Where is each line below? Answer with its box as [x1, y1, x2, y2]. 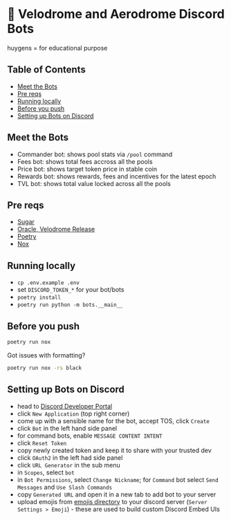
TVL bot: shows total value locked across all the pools [17, 179, 172, 187]
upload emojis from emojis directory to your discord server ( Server [17, 497, 207, 505]
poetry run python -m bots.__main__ [17, 301, 123, 308]
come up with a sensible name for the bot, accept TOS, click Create [17, 416, 210, 425]
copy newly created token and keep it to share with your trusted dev [17, 446, 212, 454]
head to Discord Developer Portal [17, 402, 113, 410]
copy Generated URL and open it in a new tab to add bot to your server [17, 490, 216, 499]
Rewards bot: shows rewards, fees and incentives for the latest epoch [17, 172, 216, 180]
